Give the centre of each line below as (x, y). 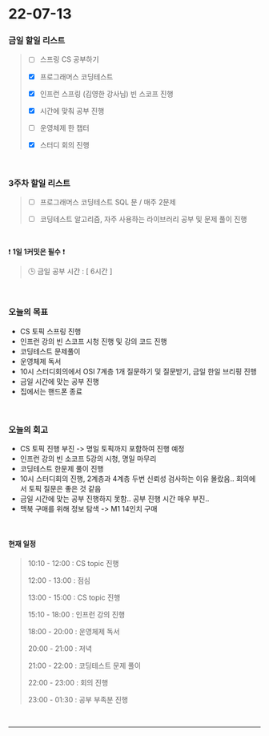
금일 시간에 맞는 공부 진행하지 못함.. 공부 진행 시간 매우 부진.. (114, 499)
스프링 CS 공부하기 (69, 59)
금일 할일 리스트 (37, 41)
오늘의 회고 (28, 430)
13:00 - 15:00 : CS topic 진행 (74, 597)
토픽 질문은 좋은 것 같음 (65, 488)
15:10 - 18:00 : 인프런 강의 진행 (76, 615)
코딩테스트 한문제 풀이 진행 (62, 468)
